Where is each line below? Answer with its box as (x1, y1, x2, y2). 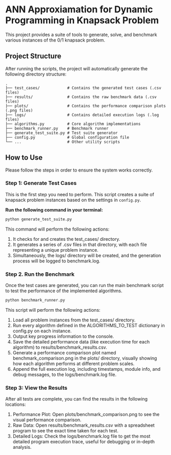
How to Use (5, 153, 43, 162)
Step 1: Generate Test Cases (5, 180, 77, 187)
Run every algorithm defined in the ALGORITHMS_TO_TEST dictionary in (12, 322, 165, 328)
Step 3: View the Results (5, 384, 68, 391)
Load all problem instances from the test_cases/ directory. (12, 317, 136, 323)
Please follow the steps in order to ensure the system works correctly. (5, 167, 153, 173)
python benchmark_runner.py (5, 298, 66, 303)
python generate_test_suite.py (5, 217, 72, 222)
